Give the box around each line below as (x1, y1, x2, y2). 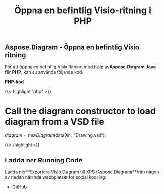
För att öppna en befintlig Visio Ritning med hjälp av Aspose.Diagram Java (5, 64, 156, 70)
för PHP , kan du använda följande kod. (5, 69, 84, 75)
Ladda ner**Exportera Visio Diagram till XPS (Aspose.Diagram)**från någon (5, 169, 159, 175)
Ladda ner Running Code (5, 156, 83, 164)
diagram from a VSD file (5, 116, 105, 127)
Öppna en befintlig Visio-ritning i (14, 5, 152, 16)
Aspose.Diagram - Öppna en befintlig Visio (5, 43, 139, 52)
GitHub (12, 184, 27, 190)
